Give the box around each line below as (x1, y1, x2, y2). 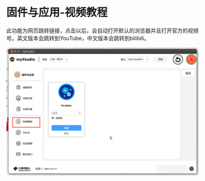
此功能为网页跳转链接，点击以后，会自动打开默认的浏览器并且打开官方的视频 (6, 27, 199, 34)
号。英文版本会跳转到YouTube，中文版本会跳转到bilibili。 (6, 34, 149, 41)
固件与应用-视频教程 (6, 5, 108, 20)
